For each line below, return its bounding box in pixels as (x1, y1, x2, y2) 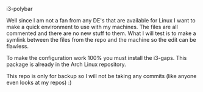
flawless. (6, 42, 29, 50)
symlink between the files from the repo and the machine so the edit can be (6, 36, 196, 43)
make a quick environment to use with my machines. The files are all (6, 24, 178, 30)
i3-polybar (6, 5, 33, 12)
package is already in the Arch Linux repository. (6, 61, 126, 68)
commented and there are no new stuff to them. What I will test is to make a (6, 30, 196, 37)
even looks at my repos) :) (6, 79, 72, 86)
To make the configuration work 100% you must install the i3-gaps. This (6, 54, 187, 61)
